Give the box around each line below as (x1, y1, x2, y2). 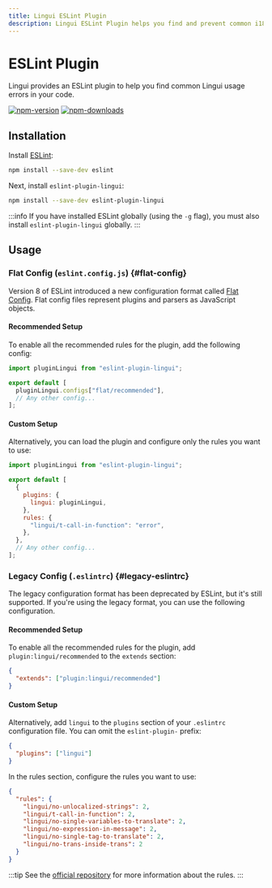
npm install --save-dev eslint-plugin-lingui (8, 196, 164, 205)
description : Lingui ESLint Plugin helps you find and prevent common (8, 19, 252, 28)
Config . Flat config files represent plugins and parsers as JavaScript (8, 294, 236, 304)
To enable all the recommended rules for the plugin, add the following (8, 340, 240, 350)
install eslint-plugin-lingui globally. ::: (8, 220, 141, 230)
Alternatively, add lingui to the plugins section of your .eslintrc (8, 718, 227, 727)
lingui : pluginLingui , (29, 498, 107, 507)
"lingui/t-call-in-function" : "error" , (29, 521, 164, 530)
